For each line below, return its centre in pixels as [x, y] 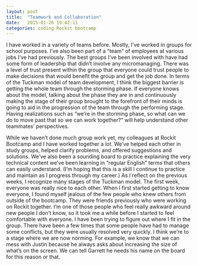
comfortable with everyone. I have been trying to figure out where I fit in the [98, 220]
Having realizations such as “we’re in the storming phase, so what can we [96, 114]
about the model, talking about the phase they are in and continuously [91, 95]
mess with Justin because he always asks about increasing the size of [92, 244]
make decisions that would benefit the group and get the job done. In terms [98, 76]
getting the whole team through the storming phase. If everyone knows [92, 89]
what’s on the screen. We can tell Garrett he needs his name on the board [95, 251]
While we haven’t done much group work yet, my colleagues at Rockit [91, 138]
